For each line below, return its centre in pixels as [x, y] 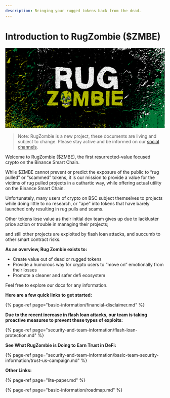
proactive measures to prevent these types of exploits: [64, 320]
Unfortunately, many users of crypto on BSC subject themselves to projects [84, 198]
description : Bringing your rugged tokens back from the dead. [73, 11]
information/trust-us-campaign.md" [42, 360]
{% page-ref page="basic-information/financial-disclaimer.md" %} [75, 304]
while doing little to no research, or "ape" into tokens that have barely [77, 203]
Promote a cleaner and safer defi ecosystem [59, 275]
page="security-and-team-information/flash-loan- [85, 330]
